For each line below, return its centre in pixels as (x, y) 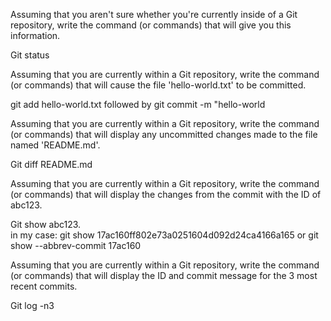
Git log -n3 (32, 305)
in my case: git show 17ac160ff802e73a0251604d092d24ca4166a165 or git (164, 235)
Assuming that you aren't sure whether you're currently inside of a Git (154, 14)
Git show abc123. (46, 224)
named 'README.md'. (55, 145)
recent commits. (44, 286)
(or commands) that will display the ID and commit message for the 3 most (164, 275)
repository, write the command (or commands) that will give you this (151, 25)
